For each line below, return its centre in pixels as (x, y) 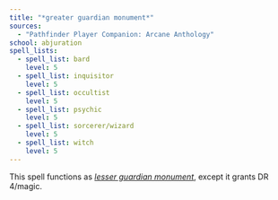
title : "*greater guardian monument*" (82, 17)
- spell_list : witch (56, 143)
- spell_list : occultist (64, 92)
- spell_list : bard (54, 59)
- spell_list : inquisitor (66, 76)
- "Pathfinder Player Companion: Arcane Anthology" (116, 34)
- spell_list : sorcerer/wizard (76, 126)
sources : (26, 26)
